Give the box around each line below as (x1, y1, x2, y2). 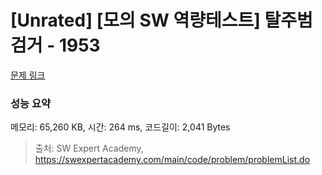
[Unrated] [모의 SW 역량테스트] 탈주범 (10, 9, 313, 32)
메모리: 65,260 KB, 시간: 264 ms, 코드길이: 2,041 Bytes (10, 121, 231, 133)
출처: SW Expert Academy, (34, 142, 144, 155)
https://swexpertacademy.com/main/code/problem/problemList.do (34, 154, 311, 166)
